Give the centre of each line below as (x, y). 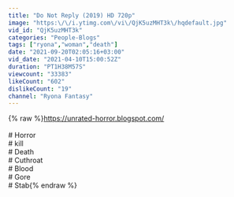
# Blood (21, 169)
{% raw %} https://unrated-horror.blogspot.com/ (86, 118)
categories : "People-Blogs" (54, 37)
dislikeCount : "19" (40, 89)
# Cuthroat (26, 160)
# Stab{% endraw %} (43, 185)
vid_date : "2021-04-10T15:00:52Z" (65, 60)
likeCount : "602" (37, 81)
